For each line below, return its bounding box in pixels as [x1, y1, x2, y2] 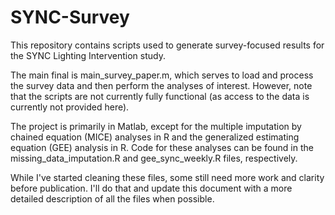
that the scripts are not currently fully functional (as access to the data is [10, 90, 310, 102]
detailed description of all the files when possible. [10, 192, 215, 205]
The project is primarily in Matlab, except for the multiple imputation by [10, 120, 302, 132]
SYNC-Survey [10, 6, 130, 29]
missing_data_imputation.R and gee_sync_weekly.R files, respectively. [10, 152, 298, 164]
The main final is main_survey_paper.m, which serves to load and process [10, 69, 314, 81]
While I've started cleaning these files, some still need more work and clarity [10, 171, 325, 183]
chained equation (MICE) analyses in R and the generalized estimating [10, 131, 300, 143]
